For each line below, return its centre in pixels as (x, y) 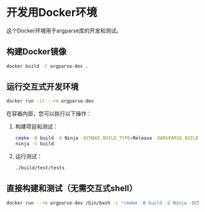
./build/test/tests (40, 168)
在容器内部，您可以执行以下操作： (49, 114)
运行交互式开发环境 (42, 87)
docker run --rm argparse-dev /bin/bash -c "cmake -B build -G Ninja (97, 203)
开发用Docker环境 (52, 13)
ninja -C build (34, 144)
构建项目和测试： (37, 126)
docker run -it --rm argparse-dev (50, 101)
